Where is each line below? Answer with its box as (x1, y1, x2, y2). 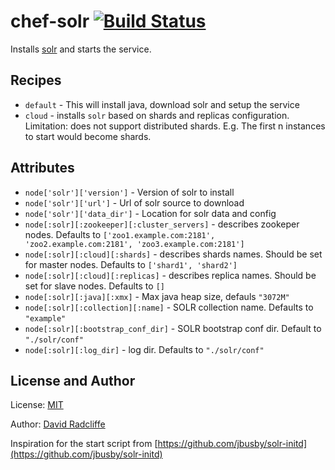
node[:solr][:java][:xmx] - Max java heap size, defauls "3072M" (24, 290, 290, 302)
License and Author (10, 372, 136, 389)
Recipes (10, 72, 62, 89)
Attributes (10, 160, 75, 177)
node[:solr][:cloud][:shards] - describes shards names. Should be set (24, 248, 323, 260)
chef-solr (10, 10, 90, 33)
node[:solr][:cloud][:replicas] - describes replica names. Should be (24, 269, 317, 281)
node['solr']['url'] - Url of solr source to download (24, 196, 245, 209)
